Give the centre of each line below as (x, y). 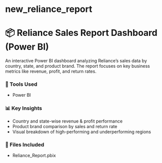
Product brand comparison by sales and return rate (65, 126)
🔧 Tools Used (21, 84)
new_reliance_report (49, 9)
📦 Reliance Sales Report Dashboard (81, 33)
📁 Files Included (25, 145)
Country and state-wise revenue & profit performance (67, 121)
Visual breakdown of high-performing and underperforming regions (82, 132)
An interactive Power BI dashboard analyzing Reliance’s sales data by (76, 61)
